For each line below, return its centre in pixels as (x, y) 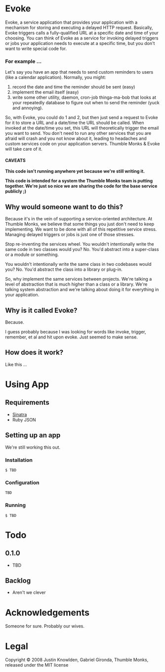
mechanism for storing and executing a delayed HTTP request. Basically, (79, 27)
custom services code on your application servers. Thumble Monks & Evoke (82, 144)
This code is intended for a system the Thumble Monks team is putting (79, 181)
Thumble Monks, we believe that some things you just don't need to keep (80, 224)
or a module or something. (32, 254)
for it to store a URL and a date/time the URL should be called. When (75, 123)
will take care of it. (24, 149)
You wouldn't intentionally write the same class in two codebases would (78, 264)
